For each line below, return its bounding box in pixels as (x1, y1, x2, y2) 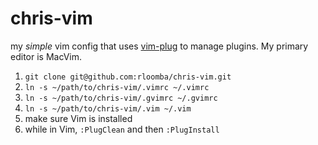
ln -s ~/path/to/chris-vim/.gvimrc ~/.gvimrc (24, 93, 218, 103)
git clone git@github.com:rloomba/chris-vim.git (24, 72, 232, 82)
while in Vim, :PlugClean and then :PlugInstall (24, 123, 220, 135)
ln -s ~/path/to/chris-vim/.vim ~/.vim (24, 103, 192, 114)
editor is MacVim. (10, 50, 83, 62)
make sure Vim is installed (24, 112, 133, 124)
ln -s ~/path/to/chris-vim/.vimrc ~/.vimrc (24, 82, 210, 92)
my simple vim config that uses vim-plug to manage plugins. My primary (10, 40, 309, 52)
